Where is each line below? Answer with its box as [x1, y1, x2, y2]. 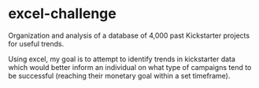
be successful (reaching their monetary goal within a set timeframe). [8, 71, 231, 80]
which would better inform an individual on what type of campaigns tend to [8, 62, 252, 71]
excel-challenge [8, 5, 117, 23]
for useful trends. [8, 38, 65, 48]
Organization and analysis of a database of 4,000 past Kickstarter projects [8, 31, 250, 40]
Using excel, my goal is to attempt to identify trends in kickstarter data [8, 54, 236, 64]
